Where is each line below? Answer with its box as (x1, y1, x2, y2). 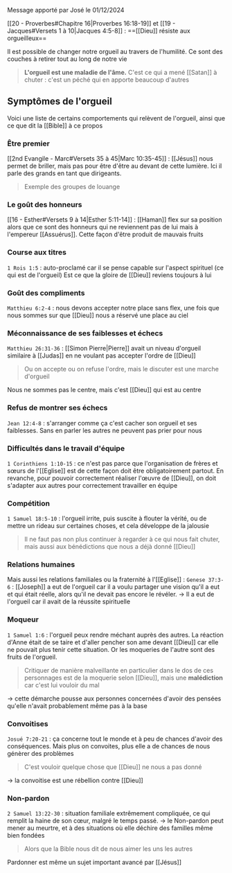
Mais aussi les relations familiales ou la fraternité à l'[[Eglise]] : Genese (7, 575, 206, 584)
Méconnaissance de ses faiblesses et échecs (7, 328, 163, 338)
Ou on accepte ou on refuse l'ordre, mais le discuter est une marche (24, 365, 220, 373)
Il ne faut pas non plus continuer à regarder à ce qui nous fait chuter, (24, 535, 220, 543)
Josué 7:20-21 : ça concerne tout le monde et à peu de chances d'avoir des (7, 734, 223, 743)
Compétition (7, 498, 51, 508)
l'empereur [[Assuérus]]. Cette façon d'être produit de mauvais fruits (7, 230, 204, 238)
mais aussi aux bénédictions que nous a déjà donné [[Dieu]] (24, 543, 196, 551)
